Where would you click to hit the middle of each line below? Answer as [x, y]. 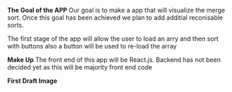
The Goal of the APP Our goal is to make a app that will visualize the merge [116, 10]
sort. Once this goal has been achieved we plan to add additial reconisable [115, 18]
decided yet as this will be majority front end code [80, 67]
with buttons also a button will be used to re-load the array [92, 46]
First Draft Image [32, 81]
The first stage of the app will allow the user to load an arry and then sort [113, 39]
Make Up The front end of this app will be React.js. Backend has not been [114, 60]
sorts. [16, 25]
